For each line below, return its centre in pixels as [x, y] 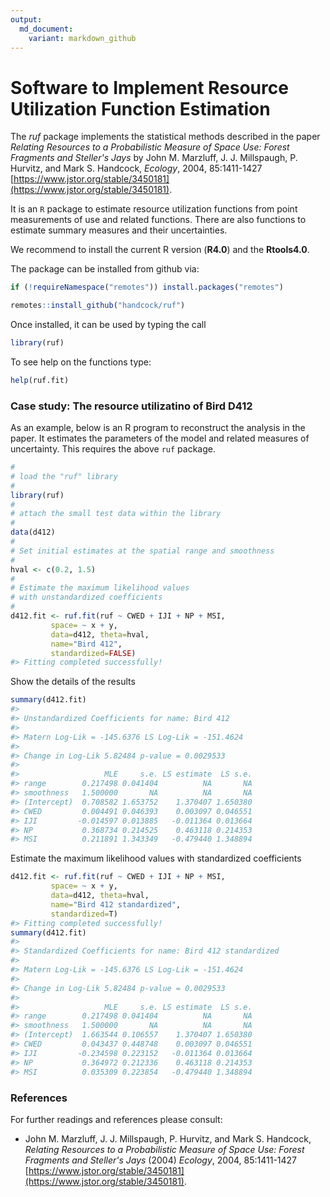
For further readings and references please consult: [116, 1119]
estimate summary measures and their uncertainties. [119, 230]
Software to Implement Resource [149, 87]
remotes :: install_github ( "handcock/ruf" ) [98, 306]
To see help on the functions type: [81, 362]
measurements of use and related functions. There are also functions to [158, 220]
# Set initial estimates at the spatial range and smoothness [142, 551]
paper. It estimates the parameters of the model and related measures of [160, 438]
